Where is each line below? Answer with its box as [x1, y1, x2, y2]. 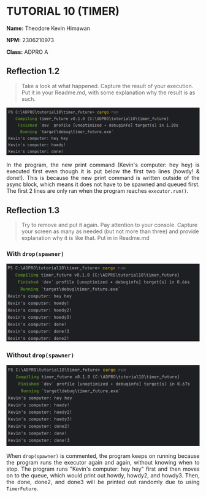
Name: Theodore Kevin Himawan [6, 24, 91, 32]
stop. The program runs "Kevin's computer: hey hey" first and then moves [6, 465, 200, 473]
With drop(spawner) [6, 250, 64, 258]
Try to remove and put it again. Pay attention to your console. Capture [21, 222, 198, 229]
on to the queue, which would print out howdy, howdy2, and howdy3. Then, [6, 471, 200, 479]
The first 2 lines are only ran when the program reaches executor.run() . [6, 187, 189, 195]
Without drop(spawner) [6, 351, 75, 359]
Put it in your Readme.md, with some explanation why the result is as [21, 89, 196, 96]
